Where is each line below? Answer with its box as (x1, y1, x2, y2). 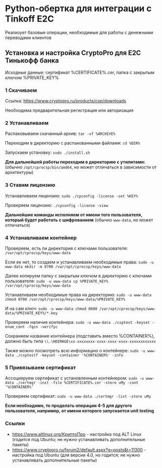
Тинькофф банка (5, 57, 60, 65)
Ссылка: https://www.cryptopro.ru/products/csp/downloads (5, 98, 126, 104)
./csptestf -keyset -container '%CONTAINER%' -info (16, 353, 123, 358)
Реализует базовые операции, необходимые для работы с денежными (5, 29, 154, 35)
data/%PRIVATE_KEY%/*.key (5, 311, 58, 316)
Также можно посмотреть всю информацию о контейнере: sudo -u (5, 347, 145, 353)
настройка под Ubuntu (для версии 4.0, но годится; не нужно (12, 452, 141, 458)
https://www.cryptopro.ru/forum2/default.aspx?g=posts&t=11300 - (12, 447, 146, 452)
